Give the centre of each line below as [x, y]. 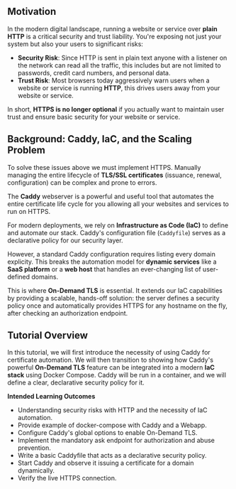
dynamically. [36, 471]
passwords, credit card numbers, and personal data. [94, 72]
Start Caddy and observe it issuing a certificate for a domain [106, 463]
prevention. [34, 448]
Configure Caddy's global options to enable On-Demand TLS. [107, 433]
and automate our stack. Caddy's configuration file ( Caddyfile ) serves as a [117, 232]
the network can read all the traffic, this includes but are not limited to [119, 65]
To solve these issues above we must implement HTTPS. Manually [104, 167]
